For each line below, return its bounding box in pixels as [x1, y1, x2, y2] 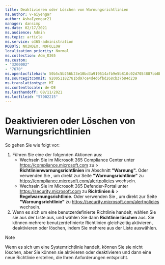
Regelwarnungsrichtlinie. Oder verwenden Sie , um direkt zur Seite [19, 194, 157, 199]
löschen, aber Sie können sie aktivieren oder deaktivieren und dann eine [5, 249, 151, 255]
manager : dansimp [5, 21, 41, 26]
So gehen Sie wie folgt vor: [5, 142, 60, 148]
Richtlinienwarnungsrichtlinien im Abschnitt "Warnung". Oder [19, 167, 148, 173]
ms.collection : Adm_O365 [5, 53, 56, 58]
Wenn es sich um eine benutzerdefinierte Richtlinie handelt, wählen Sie [12, 209, 156, 215]
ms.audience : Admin [5, 30, 45, 35]
